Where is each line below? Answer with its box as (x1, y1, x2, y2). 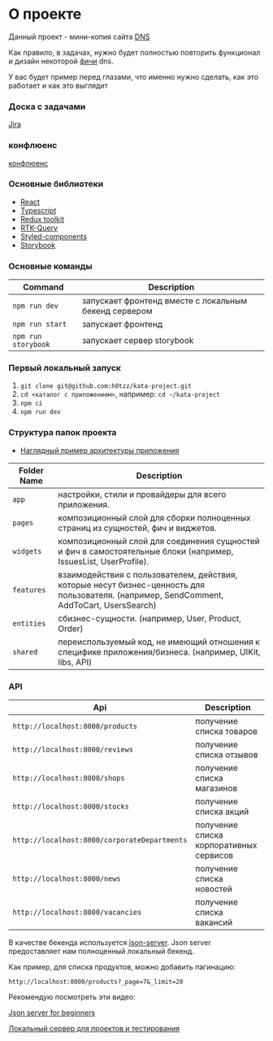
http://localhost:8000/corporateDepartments (12, 835, 188, 845)
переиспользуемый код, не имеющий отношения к (58, 636, 260, 647)
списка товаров (194, 725, 258, 737)
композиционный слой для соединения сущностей (58, 535, 260, 547)
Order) (58, 623, 84, 634)
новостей (194, 883, 233, 895)
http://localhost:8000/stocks (12, 802, 130, 812)
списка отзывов (194, 749, 258, 760)
